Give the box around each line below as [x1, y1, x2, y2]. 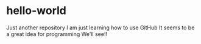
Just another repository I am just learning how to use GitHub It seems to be [6, 24, 195, 31]
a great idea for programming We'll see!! [6, 30, 108, 37]
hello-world [6, 4, 67, 18]
